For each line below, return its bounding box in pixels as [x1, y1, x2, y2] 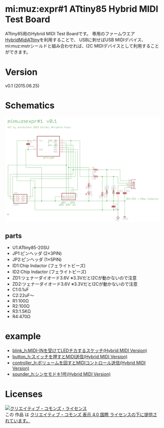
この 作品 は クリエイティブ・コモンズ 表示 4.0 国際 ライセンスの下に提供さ [5, 412, 157, 418]
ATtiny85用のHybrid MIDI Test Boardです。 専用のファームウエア [5, 30, 135, 36]
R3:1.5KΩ [12, 308, 31, 314]
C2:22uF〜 [12, 293, 34, 299]
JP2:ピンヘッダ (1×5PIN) [12, 256, 62, 263]
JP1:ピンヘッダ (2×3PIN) [12, 251, 62, 256]
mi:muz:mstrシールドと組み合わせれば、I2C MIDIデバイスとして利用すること [5, 43, 160, 49]
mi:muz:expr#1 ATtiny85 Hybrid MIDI [5, 3, 159, 15]
